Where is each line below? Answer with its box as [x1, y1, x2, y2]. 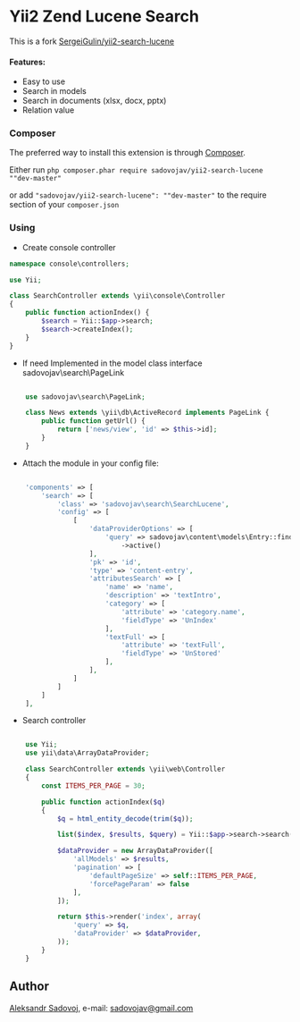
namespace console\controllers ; [9, 259, 129, 268]
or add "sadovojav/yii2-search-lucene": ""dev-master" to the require [9, 190, 268, 200]
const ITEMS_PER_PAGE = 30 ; [41, 781, 146, 790]
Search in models [21, 86, 87, 97]
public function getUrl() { [41, 417, 146, 426]
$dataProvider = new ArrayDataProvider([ [56, 847, 214, 856]
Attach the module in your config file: [21, 458, 159, 469]
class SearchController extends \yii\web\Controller [25, 764, 226, 774]
